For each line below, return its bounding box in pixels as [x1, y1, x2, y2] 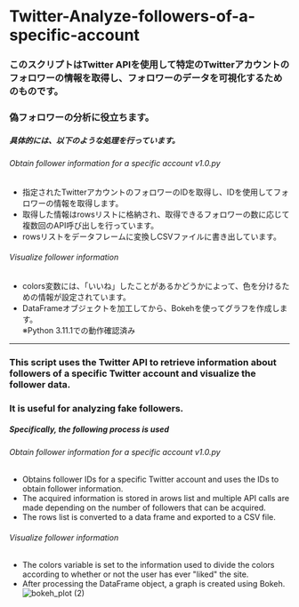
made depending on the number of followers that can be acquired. [21, 502, 266, 513]
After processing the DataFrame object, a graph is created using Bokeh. [21, 579, 286, 589]
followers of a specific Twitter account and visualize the [9, 367, 256, 379]
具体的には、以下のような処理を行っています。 [9, 135, 180, 146]
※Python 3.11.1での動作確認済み [21, 324, 136, 335]
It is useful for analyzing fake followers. [9, 402, 184, 414]
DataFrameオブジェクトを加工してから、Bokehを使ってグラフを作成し [21, 302, 280, 313]
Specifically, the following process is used [9, 424, 170, 435]
